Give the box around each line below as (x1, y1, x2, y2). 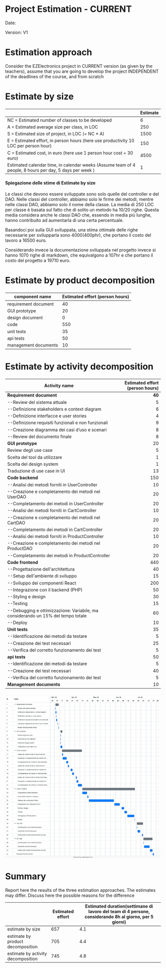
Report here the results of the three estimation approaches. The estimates (5, 887, 156, 893)
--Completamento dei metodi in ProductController (7, 552, 110, 558)
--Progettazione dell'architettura (7, 566, 75, 572)
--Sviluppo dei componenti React (7, 580, 77, 586)
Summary (5, 871, 46, 882)
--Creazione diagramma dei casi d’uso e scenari (7, 427, 107, 433)
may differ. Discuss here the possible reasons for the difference (5, 892, 135, 898)
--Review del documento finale (7, 434, 72, 440)
